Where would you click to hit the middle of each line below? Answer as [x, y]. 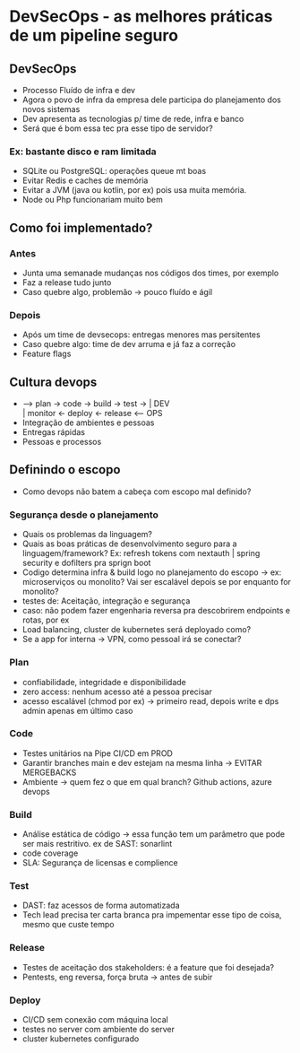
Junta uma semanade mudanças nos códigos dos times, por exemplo [150, 273]
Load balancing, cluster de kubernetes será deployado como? [137, 630]
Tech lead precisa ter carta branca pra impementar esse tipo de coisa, [152, 915]
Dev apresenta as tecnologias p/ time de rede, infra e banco [133, 119]
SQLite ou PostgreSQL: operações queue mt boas [114, 171]
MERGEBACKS [49, 772]
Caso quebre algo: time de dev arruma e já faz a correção [129, 344]
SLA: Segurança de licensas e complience [100, 863]
